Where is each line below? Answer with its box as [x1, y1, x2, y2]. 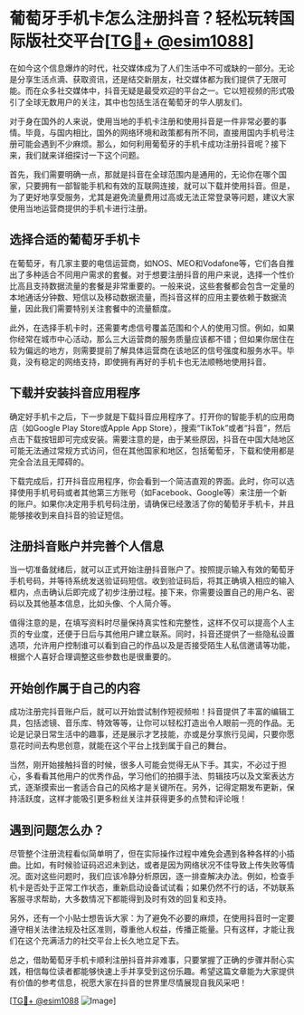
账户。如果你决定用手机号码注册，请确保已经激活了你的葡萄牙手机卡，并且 [16, 498, 295, 509]
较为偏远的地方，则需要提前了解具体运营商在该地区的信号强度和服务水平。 [9, 345, 287, 356]
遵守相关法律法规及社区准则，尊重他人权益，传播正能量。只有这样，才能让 [9, 924, 287, 934]
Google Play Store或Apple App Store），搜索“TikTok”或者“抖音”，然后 [33, 422, 291, 433]
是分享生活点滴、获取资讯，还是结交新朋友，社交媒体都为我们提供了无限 [9, 73, 279, 84]
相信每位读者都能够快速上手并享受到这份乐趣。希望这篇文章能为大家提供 [24, 966, 295, 976]
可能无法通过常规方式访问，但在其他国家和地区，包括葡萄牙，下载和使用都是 [9, 445, 295, 455]
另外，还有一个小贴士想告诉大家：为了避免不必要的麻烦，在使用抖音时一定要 [9, 913, 295, 924]
